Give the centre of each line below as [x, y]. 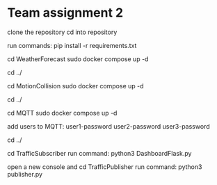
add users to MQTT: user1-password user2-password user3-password [108, 126]
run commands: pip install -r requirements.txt [72, 45]
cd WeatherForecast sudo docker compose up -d [78, 59]
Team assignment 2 [65, 13]
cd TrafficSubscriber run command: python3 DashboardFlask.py [99, 153]
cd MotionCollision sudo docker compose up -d [75, 86]
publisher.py [25, 174]
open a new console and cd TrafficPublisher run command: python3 [105, 167]
